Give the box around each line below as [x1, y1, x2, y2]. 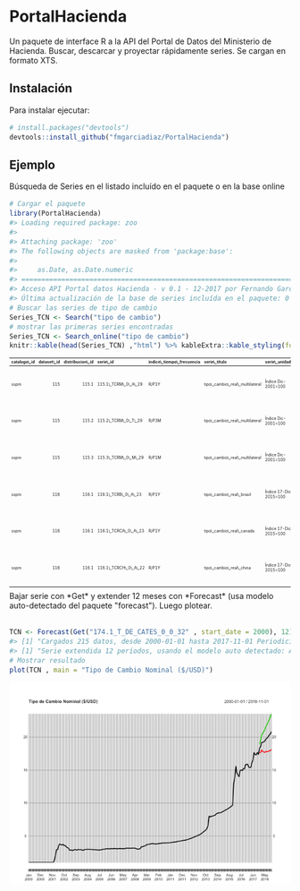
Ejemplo [9, 157, 55, 172]
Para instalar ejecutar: [9, 105, 90, 116]
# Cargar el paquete [9, 200, 87, 209]
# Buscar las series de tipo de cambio [9, 303, 158, 313]
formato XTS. [9, 55, 58, 65]
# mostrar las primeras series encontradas [9, 322, 174, 331]
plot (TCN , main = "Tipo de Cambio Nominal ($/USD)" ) [9, 665, 214, 674]
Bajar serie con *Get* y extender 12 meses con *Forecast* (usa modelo [9, 590, 274, 601]
